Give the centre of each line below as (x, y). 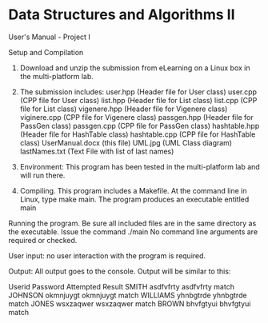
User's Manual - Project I (49, 37)
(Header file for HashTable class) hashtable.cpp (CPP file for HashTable (138, 134)
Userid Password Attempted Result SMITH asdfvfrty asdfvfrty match (121, 286)
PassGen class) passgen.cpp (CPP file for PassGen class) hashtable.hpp (140, 126)
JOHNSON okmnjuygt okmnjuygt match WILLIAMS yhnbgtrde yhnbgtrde (128, 295)
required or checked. (43, 240)
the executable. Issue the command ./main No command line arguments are (133, 231)
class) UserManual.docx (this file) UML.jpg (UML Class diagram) (126, 142)
